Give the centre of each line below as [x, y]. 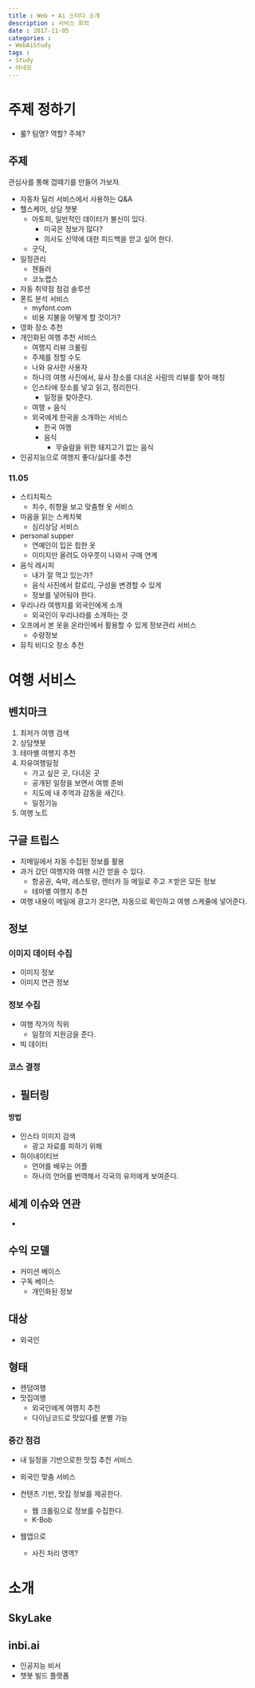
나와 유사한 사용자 [59, 367]
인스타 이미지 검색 [47, 1137]
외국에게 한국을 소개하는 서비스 [80, 417]
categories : [30, 38]
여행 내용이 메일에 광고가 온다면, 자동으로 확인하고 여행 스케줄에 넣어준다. [133, 901]
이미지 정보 [37, 973]
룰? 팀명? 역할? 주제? [53, 133]
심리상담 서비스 [55, 526]
